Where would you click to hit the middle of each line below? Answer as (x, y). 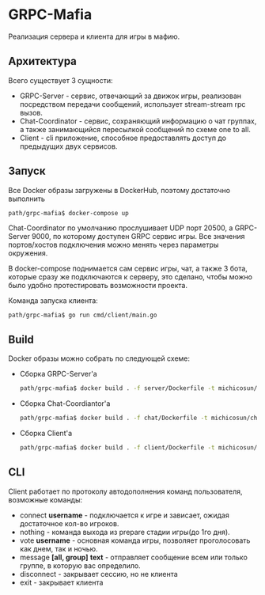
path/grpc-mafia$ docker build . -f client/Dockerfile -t (117, 448)
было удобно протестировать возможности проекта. (98, 286)
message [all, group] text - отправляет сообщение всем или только (133, 557)
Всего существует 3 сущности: (61, 80)
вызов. (31, 112)
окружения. (28, 253)
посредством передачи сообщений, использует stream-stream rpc (132, 104)
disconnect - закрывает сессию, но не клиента (98, 574)
